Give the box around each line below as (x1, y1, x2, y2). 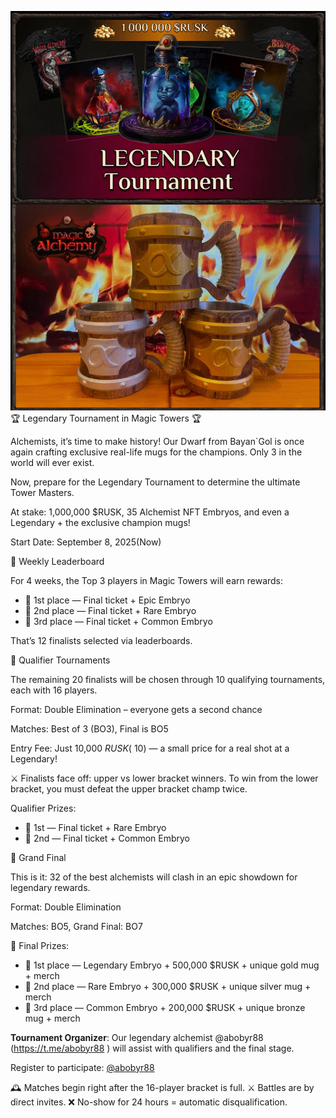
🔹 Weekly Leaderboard (10, 555, 105, 567)
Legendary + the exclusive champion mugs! (10, 516, 191, 528)
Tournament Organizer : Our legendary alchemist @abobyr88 (10, 1031, 264, 1043)
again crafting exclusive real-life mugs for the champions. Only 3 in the (10, 446, 303, 458)
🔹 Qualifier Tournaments (10, 654, 111, 666)
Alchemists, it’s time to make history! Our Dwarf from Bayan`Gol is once (10, 435, 305, 447)
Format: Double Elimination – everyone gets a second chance (10, 703, 263, 715)
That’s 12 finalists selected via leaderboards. (10, 634, 193, 646)
